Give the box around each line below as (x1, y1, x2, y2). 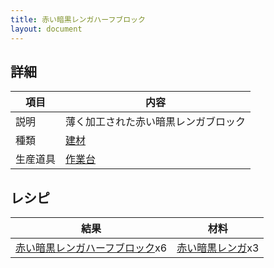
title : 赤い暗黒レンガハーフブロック (10, 14, 146, 25)
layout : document (10, 24, 83, 34)
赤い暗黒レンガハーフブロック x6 (15, 241, 168, 255)
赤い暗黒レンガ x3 (176, 241, 260, 255)
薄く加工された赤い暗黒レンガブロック (65, 115, 247, 129)
